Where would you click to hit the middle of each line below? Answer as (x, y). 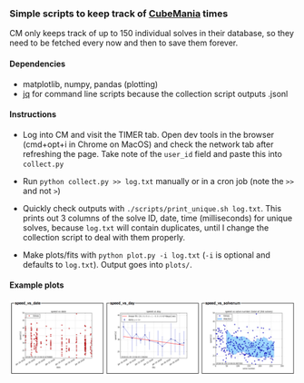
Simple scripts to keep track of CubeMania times (119, 14)
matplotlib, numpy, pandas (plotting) (90, 83)
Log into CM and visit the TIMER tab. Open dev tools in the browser (148, 134)
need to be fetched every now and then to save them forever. (124, 43)
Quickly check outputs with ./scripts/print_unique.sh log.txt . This (152, 208)
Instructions (33, 114)
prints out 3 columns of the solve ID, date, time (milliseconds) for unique (157, 218)
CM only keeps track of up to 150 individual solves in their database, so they (152, 34)
